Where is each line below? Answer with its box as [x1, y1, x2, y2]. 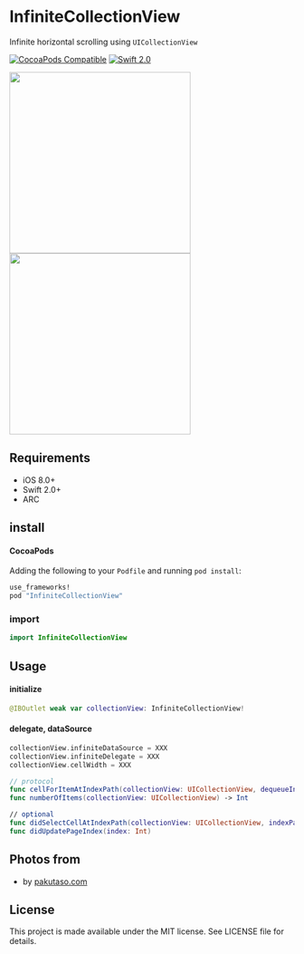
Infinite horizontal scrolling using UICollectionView [9, 36, 198, 47]
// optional [9, 810, 54, 819]
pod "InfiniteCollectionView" [9, 592, 124, 601]
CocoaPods [9, 545, 54, 556]
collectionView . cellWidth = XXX [9, 760, 131, 769]
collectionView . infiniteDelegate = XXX [9, 752, 160, 761]
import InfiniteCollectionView [9, 633, 128, 642]
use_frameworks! [9, 583, 71, 593]
